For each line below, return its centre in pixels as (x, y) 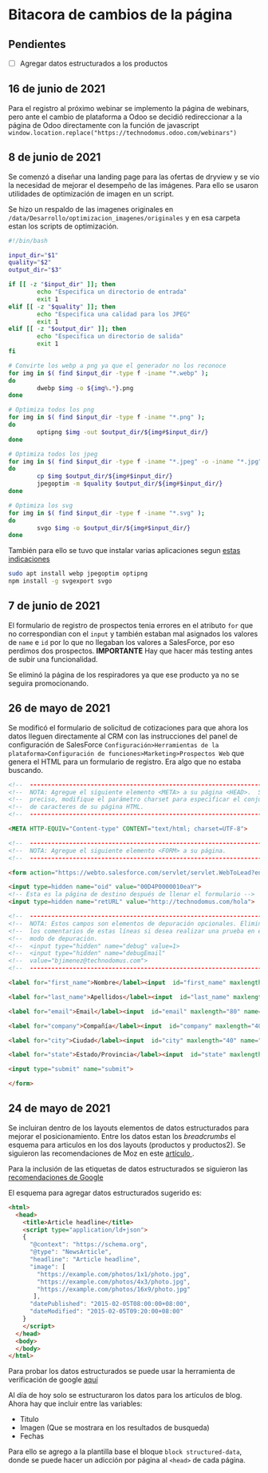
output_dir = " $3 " (35, 270)
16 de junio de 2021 (57, 89)
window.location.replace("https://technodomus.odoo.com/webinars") (123, 133)
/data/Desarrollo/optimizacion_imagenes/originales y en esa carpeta (124, 217)
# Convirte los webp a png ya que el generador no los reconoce (117, 365)
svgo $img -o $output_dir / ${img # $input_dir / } (114, 528)
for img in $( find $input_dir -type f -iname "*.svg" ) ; (106, 513)
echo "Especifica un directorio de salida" (110, 336)
